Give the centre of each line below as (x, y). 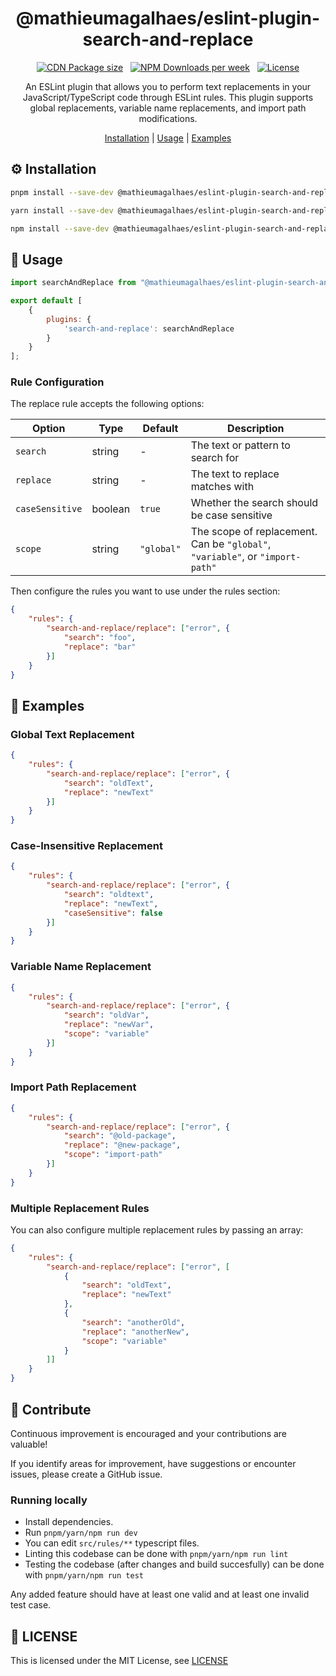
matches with (222, 487)
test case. (31, 1605)
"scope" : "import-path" (113, 1155)
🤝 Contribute (51, 1409)
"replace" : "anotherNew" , (135, 1332)
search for (215, 458)
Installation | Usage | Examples (168, 138)
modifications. (168, 118)
